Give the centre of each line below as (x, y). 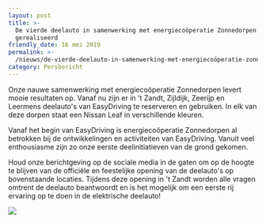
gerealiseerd (37, 38)
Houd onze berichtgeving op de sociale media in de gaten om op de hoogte (131, 162)
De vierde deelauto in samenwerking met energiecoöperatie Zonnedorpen (136, 30)
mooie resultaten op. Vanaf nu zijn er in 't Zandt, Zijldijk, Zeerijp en (116, 98)
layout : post (30, 15)
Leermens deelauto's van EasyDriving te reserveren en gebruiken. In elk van (133, 106)
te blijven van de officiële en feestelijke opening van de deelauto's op (121, 170)
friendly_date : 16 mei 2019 (55, 45)
